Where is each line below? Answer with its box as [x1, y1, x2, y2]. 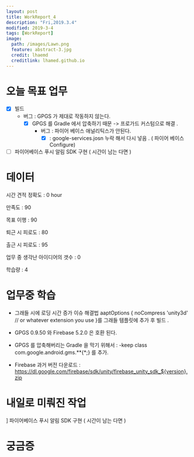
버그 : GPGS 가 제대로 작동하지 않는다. [23, 112, 111, 120]
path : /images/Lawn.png [11, 42, 69, 47]
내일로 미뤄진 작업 [6, 396, 86, 410]
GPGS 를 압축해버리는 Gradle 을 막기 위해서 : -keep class [14, 341, 147, 349]
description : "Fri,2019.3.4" [6, 19, 77, 25]
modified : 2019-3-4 [6, 25, 54, 31]
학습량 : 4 [6, 266, 28, 273]
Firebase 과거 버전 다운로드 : [14, 361, 81, 368]
